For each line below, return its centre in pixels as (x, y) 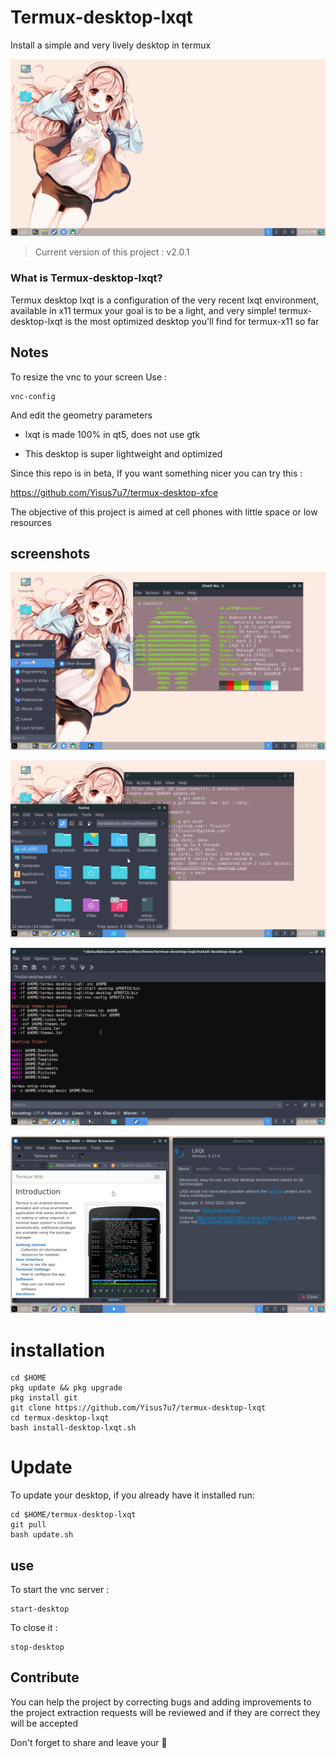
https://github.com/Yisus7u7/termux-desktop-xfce (114, 492)
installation (58, 1350)
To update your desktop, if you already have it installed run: (132, 1495)
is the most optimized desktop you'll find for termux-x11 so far (192, 321)
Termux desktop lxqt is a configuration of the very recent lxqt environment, (164, 300)
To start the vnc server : (60, 1590)
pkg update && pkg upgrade (66, 1388)
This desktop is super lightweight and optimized (123, 453)
